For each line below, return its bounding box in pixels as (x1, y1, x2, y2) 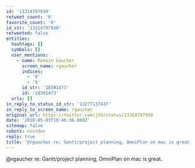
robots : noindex (6, 128, 46, 135)
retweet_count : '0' (6, 14, 54, 20)
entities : (6, 36, 30, 42)
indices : (21, 68, 43, 74)
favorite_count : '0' (6, 19, 57, 25)
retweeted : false (6, 30, 49, 36)
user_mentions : (11, 52, 49, 58)
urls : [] (11, 95, 33, 101)
